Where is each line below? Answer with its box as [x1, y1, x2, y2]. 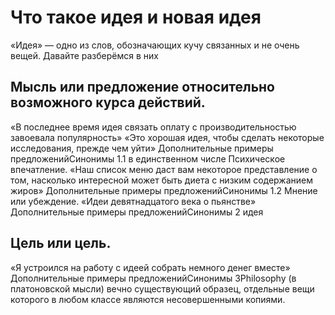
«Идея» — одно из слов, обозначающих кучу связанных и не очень [10, 39, 300, 51]
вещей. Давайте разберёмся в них [10, 49, 159, 61]
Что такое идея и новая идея [10, 6, 262, 29]
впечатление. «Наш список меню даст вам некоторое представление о [10, 163, 318, 175]
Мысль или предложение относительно [10, 79, 275, 96]
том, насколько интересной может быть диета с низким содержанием [10, 174, 314, 186]
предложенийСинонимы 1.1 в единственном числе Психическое [10, 152, 286, 165]
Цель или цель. [10, 235, 112, 252]
